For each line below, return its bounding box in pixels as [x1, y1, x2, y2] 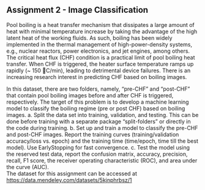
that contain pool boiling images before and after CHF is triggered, [6, 91, 174, 99]
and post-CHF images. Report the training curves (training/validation [6, 131, 179, 138]
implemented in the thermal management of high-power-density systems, [6, 40, 193, 48]
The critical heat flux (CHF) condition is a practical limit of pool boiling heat [6, 53, 195, 61]
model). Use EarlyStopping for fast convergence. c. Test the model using [6, 143, 190, 151]
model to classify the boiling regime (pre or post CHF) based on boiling [6, 104, 185, 112]
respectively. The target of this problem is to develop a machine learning [6, 98, 189, 105]
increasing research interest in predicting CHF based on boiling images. [6, 73, 187, 80]
